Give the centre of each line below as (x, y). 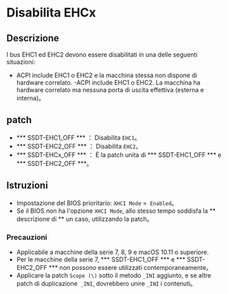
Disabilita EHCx (52, 13)
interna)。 (31, 98)
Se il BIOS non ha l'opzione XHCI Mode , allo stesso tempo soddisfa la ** (116, 211)
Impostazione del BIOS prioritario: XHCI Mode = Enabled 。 (97, 203)
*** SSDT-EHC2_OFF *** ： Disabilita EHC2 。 (79, 146)
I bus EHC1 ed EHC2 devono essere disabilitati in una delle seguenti (102, 54)
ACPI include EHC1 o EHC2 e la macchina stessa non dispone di (106, 75)
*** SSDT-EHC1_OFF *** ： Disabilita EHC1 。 (79, 137)
